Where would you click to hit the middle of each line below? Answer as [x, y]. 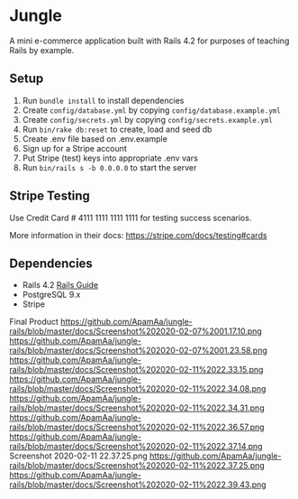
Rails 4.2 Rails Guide [60, 285]
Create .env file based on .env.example [95, 139]
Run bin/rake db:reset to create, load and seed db [117, 129]
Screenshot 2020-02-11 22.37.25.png [79, 456]
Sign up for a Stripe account [75, 148]
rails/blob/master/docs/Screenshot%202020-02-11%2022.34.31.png [137, 408]
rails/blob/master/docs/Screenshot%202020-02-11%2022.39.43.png [138, 485]
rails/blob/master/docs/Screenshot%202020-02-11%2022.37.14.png [136, 447]
